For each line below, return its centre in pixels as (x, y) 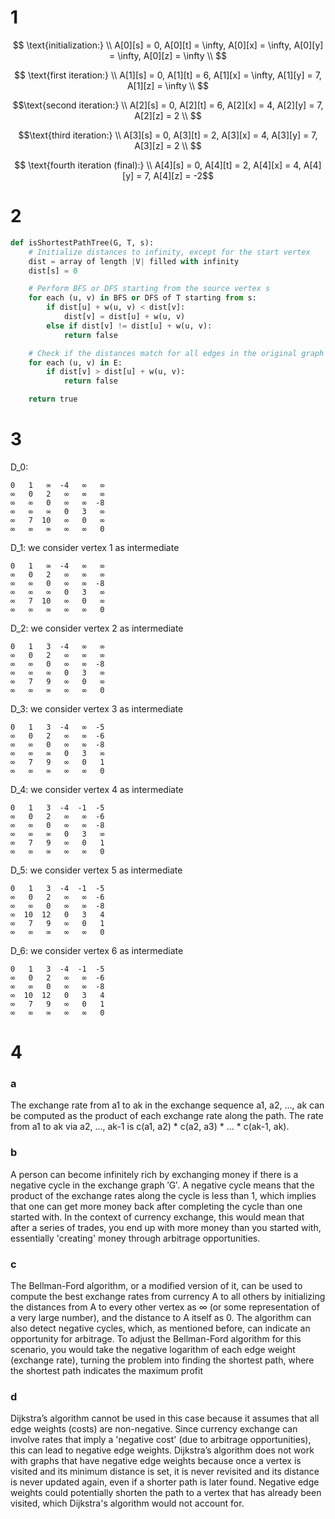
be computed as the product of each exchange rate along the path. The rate (167, 1116)
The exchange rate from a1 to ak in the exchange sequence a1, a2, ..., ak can (167, 1105)
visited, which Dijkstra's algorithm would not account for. (127, 1503)
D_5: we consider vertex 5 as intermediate (96, 870)
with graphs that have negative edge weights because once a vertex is (156, 1461)
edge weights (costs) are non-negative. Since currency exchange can (154, 1429)
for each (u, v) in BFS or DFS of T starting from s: (142, 298)
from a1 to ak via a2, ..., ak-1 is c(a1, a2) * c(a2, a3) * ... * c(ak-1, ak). (150, 1127)
